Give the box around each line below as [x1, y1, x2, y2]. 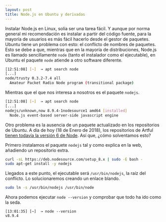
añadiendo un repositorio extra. [5, 147, 69, 153]
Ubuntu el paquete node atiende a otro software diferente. [5, 57, 123, 63]
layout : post [5, 7, 32, 12]
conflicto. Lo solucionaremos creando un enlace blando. [5, 175, 120, 181]
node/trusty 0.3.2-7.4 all [5, 76, 61, 81]
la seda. [5, 199, 21, 206]
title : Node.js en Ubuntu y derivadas [5, 12, 85, 17]
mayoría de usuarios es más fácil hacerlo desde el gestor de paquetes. [5, 36, 150, 42]
